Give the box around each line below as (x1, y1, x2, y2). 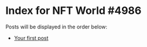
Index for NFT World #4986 (5, 4, 142, 17)
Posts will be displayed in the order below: (5, 23, 108, 30)
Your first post (13, 34, 49, 41)
